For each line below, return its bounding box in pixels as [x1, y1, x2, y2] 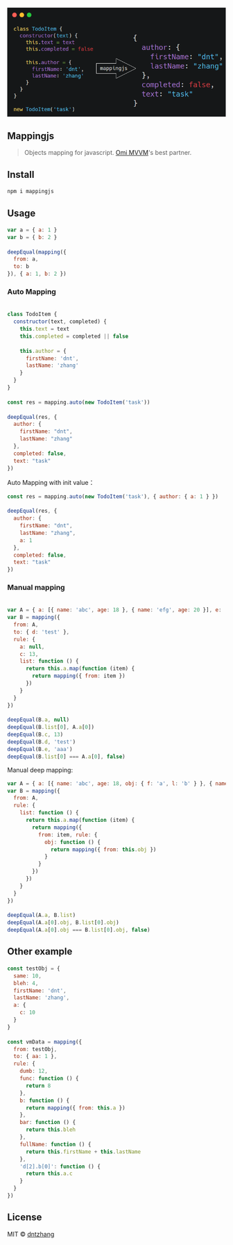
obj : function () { [44, 839, 101, 846]
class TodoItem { [7, 311, 58, 318]
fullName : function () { [19, 1141, 92, 1148]
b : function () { [19, 1097, 70, 1104]
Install [7, 168, 35, 181]
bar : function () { [19, 1119, 76, 1126]
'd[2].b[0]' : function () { [19, 1163, 101, 1170]
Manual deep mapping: [7, 766, 74, 774]
